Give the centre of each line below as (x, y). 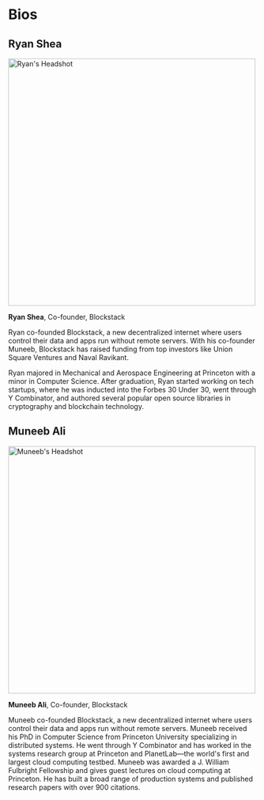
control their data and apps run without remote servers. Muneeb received (128, 728)
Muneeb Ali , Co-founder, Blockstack (68, 704)
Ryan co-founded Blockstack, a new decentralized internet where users (125, 332)
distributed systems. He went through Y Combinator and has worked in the (130, 745)
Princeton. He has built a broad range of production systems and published (131, 779)
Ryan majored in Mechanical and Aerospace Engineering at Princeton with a (132, 373)
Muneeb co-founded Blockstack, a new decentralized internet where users (130, 720)
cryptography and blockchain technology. (76, 406)
